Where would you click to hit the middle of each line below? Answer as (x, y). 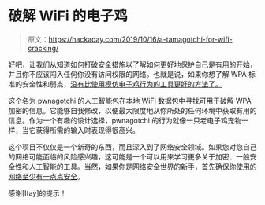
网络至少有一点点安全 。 (46, 176)
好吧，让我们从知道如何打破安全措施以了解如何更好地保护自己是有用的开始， (132, 64)
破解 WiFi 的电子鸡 (68, 16)
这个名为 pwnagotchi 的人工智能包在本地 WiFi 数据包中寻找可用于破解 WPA (130, 101)
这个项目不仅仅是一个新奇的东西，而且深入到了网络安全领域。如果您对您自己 (132, 147)
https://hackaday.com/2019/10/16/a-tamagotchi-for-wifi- (140, 39)
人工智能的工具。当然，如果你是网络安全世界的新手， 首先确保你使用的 (143, 167)
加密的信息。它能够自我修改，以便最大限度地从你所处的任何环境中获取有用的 (132, 110)
